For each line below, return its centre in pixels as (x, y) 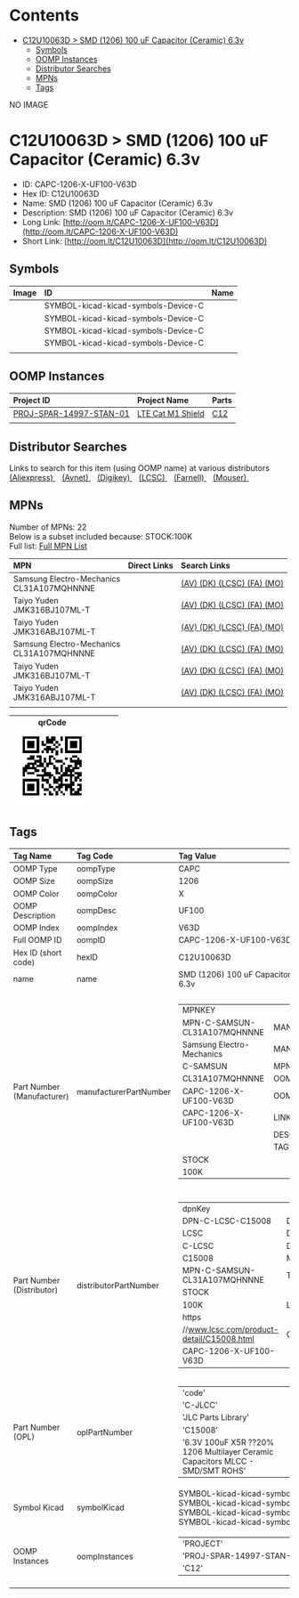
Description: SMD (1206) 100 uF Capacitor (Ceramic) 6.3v (128, 212)
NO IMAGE (29, 104)
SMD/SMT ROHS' (214, 1471)
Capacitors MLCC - (218, 1461)
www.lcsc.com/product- (234, 1330)
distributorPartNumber (118, 1285)
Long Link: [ (44, 222)
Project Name (163, 401)
